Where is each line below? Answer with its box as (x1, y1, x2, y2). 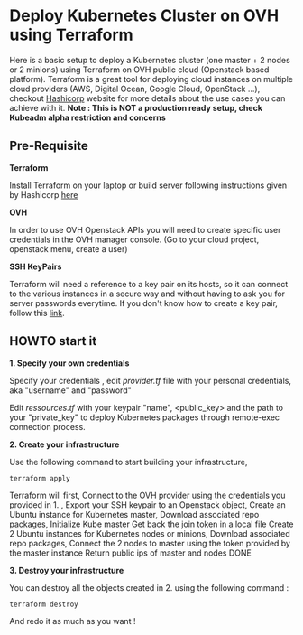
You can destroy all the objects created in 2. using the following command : (9, 582, 289, 593)
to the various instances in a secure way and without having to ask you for (9, 288, 286, 299)
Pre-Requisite (9, 138, 88, 154)
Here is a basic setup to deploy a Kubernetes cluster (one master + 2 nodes (9, 54, 290, 65)
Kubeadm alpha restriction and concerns (9, 112, 167, 123)
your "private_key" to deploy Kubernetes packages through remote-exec (9, 412, 280, 423)
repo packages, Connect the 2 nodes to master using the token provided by (9, 537, 291, 548)
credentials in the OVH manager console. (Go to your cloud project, (9, 234, 260, 245)
